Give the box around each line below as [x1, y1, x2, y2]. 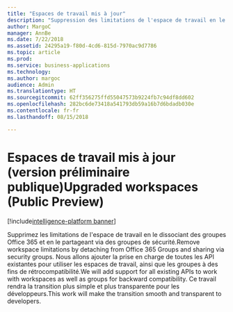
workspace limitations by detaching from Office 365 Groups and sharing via [7, 245, 225, 254]
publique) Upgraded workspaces [7, 179, 198, 195]
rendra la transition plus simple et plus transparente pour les [7, 282, 179, 290]
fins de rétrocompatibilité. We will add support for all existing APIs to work [7, 267, 218, 275]
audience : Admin [7, 81, 54, 88]
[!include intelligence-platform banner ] [7, 217, 116, 225]
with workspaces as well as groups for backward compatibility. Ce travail [7, 274, 217, 283]
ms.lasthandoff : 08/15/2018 [7, 113, 89, 120]
